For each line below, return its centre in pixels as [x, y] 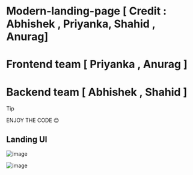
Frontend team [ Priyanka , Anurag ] [97, 64]
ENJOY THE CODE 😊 [33, 120]
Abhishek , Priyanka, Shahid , [81, 24]
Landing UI [27, 139]
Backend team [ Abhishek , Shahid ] [97, 92]
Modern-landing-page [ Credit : [87, 11]
